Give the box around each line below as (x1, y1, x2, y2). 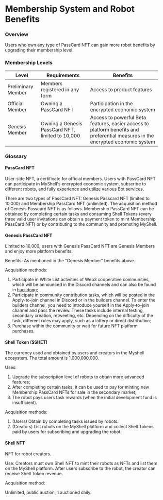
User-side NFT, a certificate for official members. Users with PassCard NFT (5, 176, 156, 182)
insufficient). (12, 400, 37, 406)
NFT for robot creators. (5, 450, 51, 457)
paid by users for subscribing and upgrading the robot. (12, 429, 122, 435)
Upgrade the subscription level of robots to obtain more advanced (12, 374, 145, 380)
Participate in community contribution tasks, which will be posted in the (12, 292, 155, 298)
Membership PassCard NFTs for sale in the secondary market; (12, 389, 137, 395)
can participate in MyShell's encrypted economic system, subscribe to (5, 181, 147, 186)
